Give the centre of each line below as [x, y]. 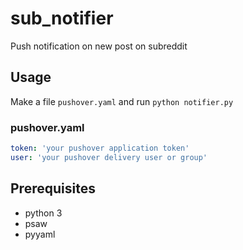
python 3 [43, 213]
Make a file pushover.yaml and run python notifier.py [122, 101]
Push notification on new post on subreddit [99, 46]
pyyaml [40, 234]
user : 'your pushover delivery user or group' [109, 157]
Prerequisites [53, 188]
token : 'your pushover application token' [100, 148]
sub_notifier [62, 18]
